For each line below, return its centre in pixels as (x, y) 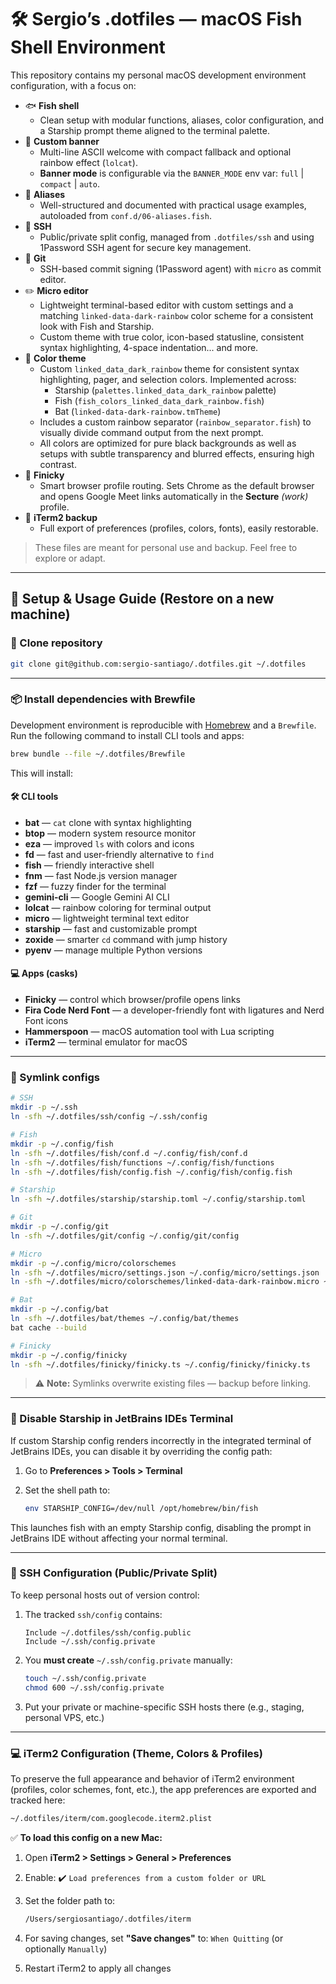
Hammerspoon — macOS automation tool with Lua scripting (149, 1032)
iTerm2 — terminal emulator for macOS (106, 1042)
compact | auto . (69, 183)
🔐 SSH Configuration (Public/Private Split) (114, 1573)
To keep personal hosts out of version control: (105, 1595)
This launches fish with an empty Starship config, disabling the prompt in (161, 1527)
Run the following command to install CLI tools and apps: (127, 735)
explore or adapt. (70, 558)
